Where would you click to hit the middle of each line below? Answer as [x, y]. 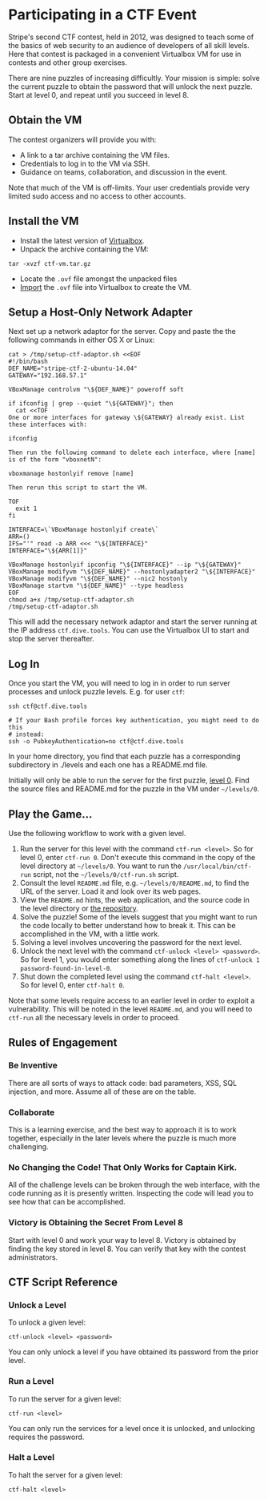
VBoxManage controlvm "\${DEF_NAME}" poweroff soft [96, 390]
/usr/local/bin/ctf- [218, 867]
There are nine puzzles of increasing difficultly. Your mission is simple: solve [134, 78]
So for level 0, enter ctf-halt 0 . [72, 985]
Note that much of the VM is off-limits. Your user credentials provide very [129, 187]
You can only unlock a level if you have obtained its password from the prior [133, 1352]
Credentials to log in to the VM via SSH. [85, 163]
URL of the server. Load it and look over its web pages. [110, 891]
